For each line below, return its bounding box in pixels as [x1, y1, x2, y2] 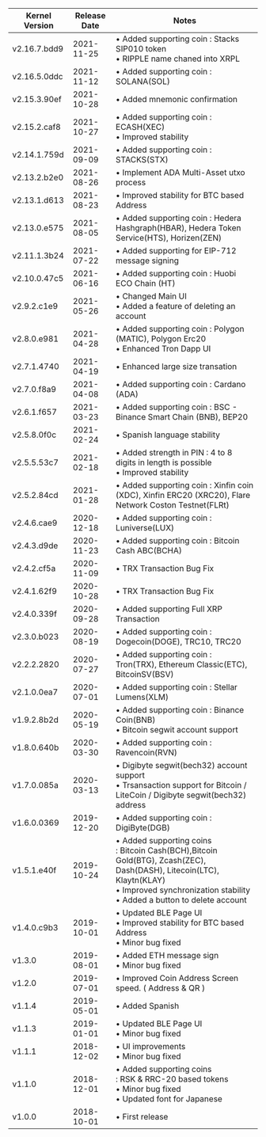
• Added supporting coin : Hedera [116, 213, 241, 223]
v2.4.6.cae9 [12, 518, 58, 528]
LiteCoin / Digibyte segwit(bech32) [116, 789, 247, 800]
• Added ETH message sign [116, 950, 219, 960]
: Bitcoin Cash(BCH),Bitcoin [116, 845, 218, 856]
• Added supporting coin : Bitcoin [116, 535, 240, 546]
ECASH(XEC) [116, 122, 165, 132]
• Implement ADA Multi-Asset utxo [116, 167, 245, 177]
